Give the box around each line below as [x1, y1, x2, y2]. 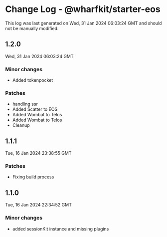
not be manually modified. [5, 25, 59, 31]
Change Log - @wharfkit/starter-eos [5, 4, 161, 15]
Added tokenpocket [12, 77, 53, 83]
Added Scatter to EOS [12, 106, 58, 112]
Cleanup [12, 122, 30, 128]
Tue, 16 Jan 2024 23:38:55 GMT [5, 150, 72, 156]
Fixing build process [12, 174, 54, 180]
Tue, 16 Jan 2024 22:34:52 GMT [5, 202, 72, 208]
